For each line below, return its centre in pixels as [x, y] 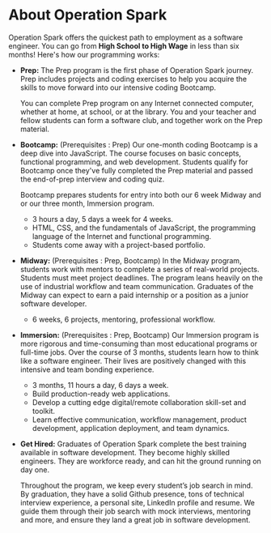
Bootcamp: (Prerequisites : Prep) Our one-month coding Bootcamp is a [139, 144]
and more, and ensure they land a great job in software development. [135, 519]
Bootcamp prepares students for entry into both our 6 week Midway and [140, 194]
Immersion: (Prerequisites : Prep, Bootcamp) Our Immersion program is [140, 335]
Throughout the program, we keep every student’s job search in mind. [136, 485]
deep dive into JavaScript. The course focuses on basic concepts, [130, 153]
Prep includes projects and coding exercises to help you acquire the [133, 79]
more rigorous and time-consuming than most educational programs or [138, 343]
